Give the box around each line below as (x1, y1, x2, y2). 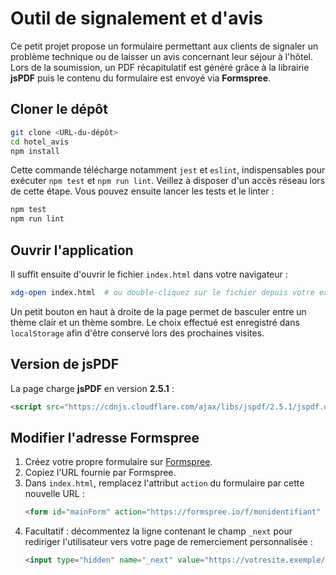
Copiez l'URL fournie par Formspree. (24, 467, 177, 479)
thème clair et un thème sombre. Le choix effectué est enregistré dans (10, 316, 300, 328)
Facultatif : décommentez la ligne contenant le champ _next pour (24, 525, 293, 537)
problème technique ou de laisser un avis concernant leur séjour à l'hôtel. (10, 50, 313, 62)
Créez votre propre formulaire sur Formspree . (24, 456, 213, 468)
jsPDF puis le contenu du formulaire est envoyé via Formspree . (10, 72, 272, 84)
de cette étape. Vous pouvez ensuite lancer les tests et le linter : (10, 185, 275, 197)
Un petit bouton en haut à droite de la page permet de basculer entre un (10, 305, 307, 317)
